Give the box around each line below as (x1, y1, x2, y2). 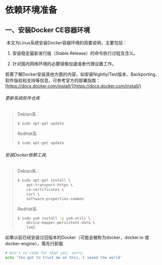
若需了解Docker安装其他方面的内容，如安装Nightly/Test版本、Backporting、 (5, 71, 160, 77)
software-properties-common (26, 196, 84, 201)
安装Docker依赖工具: (5, 152, 47, 158)
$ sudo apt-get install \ (17, 178, 71, 183)
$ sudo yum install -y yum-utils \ (17, 216, 91, 221)
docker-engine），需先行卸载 (5, 241, 63, 247)
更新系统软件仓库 (5, 95, 40, 101)
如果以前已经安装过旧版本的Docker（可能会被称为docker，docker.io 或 (5, 234, 149, 240)
